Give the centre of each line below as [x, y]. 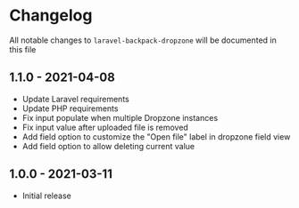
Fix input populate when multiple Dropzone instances [120, 117]
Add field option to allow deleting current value [108, 146]
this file [23, 49]
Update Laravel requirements [75, 99]
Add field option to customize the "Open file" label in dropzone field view [156, 136]
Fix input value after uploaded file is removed [105, 127]
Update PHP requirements [70, 108]
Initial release [46, 196]
